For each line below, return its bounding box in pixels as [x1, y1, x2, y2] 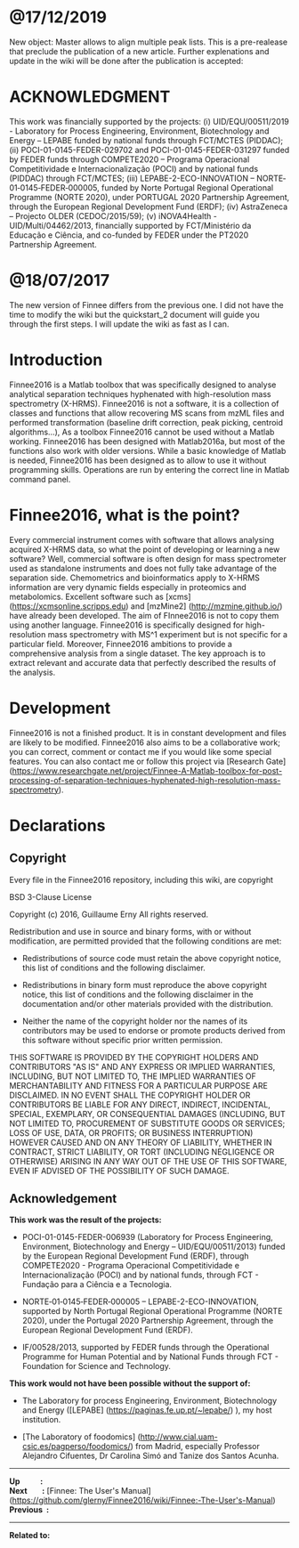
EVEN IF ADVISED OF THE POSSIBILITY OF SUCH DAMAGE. [9, 1165, 230, 1176]
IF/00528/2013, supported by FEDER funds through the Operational [21, 1342, 270, 1353]
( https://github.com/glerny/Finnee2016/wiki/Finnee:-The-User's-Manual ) [9, 1495, 276, 1506]
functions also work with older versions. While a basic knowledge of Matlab [9, 445, 287, 456]
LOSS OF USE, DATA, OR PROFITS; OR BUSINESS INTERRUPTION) [9, 1127, 254, 1138]
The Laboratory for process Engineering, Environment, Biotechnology [21, 1396, 278, 1406]
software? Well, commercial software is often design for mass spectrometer [9, 553, 287, 563]
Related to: [9, 1530, 51, 1541]
